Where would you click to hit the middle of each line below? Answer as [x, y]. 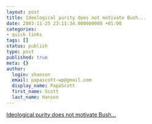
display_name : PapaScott [44, 86]
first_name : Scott [36, 92]
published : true [27, 57]
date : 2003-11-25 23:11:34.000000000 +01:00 [64, 23]
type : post [20, 52]
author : [16, 69]
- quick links [25, 35]
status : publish [27, 46]
